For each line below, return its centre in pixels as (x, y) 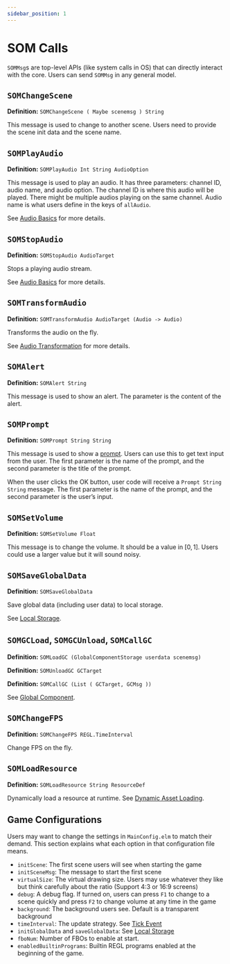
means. (18, 851)
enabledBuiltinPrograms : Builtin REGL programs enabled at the (106, 946)
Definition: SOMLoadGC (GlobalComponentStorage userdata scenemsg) (104, 657)
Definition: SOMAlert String (47, 382)
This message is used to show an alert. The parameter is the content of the (114, 396)
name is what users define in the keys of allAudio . (79, 205)
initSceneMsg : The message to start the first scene (89, 872)
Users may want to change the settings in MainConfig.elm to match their (110, 836)
